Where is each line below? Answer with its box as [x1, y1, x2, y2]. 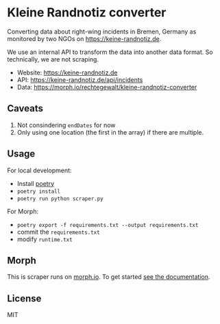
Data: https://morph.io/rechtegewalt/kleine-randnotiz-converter [16, 83, 197, 91]
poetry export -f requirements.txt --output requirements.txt [16, 221, 199, 228]
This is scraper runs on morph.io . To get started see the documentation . [7, 273, 210, 281]
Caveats [7, 103, 43, 114]
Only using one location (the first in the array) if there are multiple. [16, 128, 204, 136]
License [7, 293, 42, 304]
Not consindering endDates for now [16, 121, 116, 129]
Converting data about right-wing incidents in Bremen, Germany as [7, 27, 197, 36]
